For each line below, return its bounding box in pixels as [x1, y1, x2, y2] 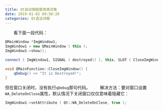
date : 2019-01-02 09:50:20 [5, 12, 60, 16]
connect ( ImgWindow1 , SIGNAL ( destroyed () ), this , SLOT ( [5, 57, 131, 62]
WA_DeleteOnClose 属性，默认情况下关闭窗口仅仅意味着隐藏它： [5, 91, 130, 96]
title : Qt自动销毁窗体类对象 [5, 7, 57, 12]
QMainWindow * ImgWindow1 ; [5, 40, 57, 44]
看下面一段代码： [14, 30, 48, 36]
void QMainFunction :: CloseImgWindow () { [5, 66, 88, 71]
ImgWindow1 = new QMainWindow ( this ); [5, 44, 88, 49]
